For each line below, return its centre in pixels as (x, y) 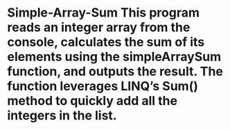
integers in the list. (62, 116)
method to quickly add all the (92, 101)
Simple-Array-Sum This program (103, 13)
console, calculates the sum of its (106, 42)
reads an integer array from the (99, 27)
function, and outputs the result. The (115, 72)
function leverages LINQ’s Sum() (103, 86)
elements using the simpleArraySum (114, 57)
